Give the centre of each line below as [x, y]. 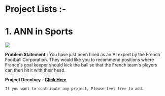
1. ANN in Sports [39, 32]
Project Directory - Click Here [36, 80]
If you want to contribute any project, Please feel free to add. [75, 89]
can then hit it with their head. [35, 70]
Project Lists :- [36, 9]
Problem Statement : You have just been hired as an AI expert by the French [83, 55]
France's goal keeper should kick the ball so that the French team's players [81, 65]
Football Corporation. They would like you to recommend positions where [80, 60]
